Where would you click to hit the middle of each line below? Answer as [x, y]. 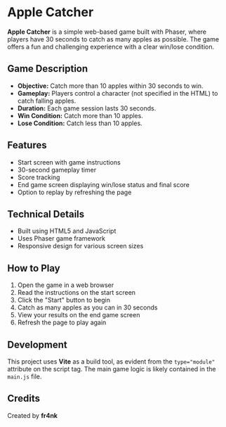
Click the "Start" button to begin [64, 300]
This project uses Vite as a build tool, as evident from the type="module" [111, 362]
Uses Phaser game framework [61, 238]
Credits [24, 399]
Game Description [48, 69]
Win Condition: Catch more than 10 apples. [80, 115]
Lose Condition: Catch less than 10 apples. [80, 123]
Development [38, 344]
